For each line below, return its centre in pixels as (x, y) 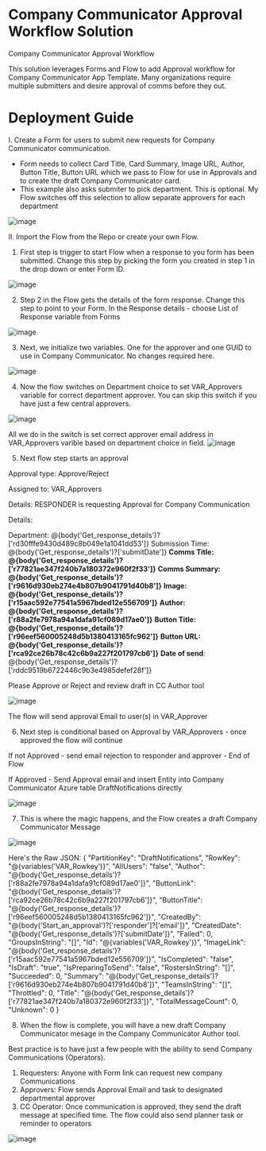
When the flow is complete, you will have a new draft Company (123, 1025)
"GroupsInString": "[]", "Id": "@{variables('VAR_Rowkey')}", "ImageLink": (127, 942)
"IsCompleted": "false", (196, 959)
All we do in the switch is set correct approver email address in (111, 434)
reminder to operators (56, 1123)
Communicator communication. (60, 148)
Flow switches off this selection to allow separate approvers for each (132, 197)
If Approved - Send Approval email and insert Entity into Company (116, 779)
